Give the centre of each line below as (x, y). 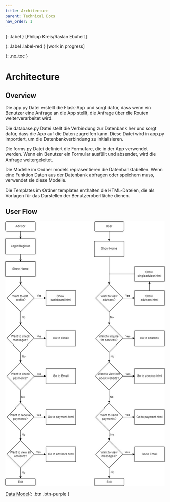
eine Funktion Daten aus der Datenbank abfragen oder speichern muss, (80, 175)
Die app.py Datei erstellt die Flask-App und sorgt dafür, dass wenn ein (78, 108)
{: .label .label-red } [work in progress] (45, 46)
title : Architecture (27, 11)
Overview (21, 95)
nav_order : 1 (19, 21)
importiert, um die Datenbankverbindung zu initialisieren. (65, 139)
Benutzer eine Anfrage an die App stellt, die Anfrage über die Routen (77, 113)
